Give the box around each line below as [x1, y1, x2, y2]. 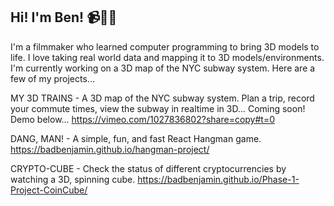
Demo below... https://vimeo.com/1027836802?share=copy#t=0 [10, 113, 275, 125]
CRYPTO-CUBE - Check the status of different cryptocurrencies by [10, 162, 287, 174]
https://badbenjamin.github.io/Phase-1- [137, 173, 300, 185]
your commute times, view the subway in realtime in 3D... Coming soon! [10, 102, 306, 114]
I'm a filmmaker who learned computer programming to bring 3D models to [10, 40, 320, 53]
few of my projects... [10, 72, 95, 84]
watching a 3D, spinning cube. [10, 173, 136, 185]
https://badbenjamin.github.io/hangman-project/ [10, 143, 210, 155]
